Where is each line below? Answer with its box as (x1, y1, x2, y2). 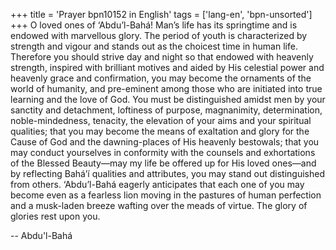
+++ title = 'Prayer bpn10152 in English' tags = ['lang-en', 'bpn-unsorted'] (10, 9, 313, 20)
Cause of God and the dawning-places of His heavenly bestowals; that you (10, 136, 320, 148)
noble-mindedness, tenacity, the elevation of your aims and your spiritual (10, 115, 312, 126)
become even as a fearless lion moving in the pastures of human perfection (10, 189, 322, 201)
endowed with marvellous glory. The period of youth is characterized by (10, 30, 308, 41)
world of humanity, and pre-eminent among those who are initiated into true (10, 83, 323, 94)
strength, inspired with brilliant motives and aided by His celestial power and (10, 62, 325, 73)
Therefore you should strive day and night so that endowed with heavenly (10, 51, 314, 63)
